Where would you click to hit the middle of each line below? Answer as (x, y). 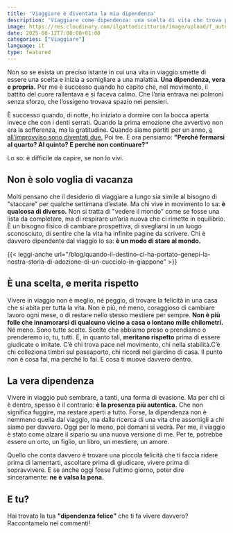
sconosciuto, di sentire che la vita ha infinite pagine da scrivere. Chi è (106, 233)
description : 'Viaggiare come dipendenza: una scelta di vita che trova (114, 20)
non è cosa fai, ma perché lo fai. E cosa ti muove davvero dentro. (100, 359)
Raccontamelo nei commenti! (49, 523)
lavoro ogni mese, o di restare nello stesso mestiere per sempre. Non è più (114, 315)
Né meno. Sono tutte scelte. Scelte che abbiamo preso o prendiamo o (107, 330)
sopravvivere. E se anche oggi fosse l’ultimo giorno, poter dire (96, 470)
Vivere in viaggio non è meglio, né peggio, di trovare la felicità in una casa (113, 300)
